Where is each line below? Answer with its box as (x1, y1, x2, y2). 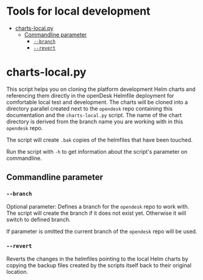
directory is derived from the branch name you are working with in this (6, 118, 183, 125)
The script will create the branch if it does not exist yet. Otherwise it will (6, 209, 187, 217)
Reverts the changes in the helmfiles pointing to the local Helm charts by (6, 255, 189, 262)
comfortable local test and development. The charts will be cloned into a (6, 98, 188, 106)
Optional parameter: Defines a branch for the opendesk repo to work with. (6, 203, 190, 210)
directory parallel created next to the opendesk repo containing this (6, 105, 173, 112)
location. (6, 268, 29, 275)
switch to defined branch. (6, 215, 71, 223)
